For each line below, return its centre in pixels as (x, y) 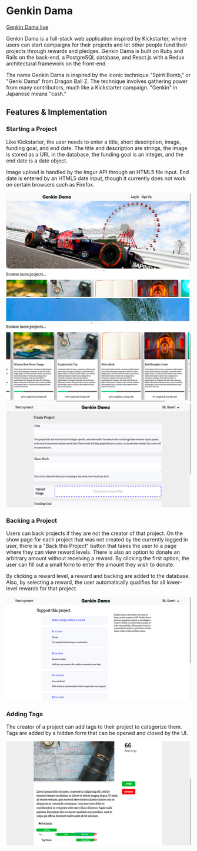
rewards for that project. (48, 588)
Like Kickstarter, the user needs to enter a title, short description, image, (94, 142)
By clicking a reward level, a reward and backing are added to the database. (98, 576)
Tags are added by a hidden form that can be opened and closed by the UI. (97, 733)
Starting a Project (32, 129)
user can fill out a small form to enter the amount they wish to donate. (90, 564)
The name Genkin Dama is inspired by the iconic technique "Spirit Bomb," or (98, 75)
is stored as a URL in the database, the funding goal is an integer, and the (95, 154)
